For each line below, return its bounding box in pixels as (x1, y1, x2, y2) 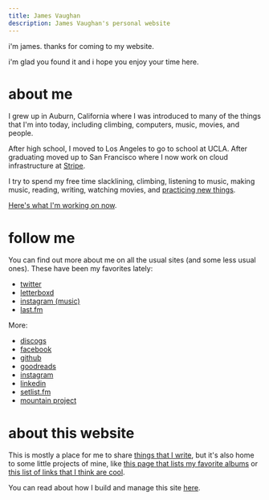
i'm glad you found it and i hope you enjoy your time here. (8, 57, 199, 67)
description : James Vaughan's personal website (8, 19, 171, 27)
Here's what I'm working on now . (8, 201, 117, 210)
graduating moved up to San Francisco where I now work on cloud (8, 152, 229, 162)
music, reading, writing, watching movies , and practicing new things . (8, 185, 236, 195)
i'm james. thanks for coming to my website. (8, 41, 155, 51)
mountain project (19, 396, 77, 405)
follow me (8, 229, 75, 247)
